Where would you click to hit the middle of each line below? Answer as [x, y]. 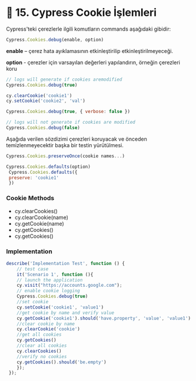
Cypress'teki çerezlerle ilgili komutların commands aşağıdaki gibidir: [89, 29]
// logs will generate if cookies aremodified [64, 79]
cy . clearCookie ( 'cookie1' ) [39, 95]
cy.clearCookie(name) [41, 217]
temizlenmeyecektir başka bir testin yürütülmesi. [65, 145]
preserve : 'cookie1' [34, 178]
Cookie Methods [30, 198]
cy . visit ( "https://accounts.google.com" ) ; [69, 286]
